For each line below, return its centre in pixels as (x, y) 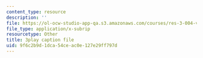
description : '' (27, 18)
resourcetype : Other (32, 34)
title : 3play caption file (40, 40)
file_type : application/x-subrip (48, 29)
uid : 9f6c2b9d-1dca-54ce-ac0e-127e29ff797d (62, 46)
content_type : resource (36, 12)
